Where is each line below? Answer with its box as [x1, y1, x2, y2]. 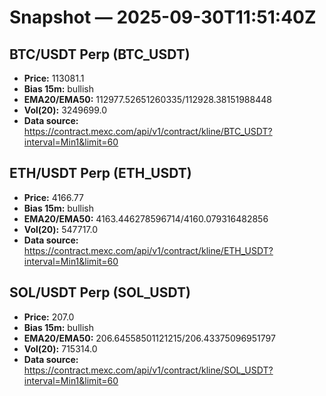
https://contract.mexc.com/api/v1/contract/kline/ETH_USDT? [23, 244, 274, 256]
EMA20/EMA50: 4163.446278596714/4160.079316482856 [23, 212, 269, 225]
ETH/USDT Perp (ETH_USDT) [9, 165, 192, 182]
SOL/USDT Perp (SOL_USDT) [9, 284, 191, 301]
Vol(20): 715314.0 [23, 342, 98, 355]
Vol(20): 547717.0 [23, 223, 99, 235]
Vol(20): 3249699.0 [23, 104, 108, 116]
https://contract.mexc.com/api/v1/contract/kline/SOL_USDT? [23, 364, 274, 376]
